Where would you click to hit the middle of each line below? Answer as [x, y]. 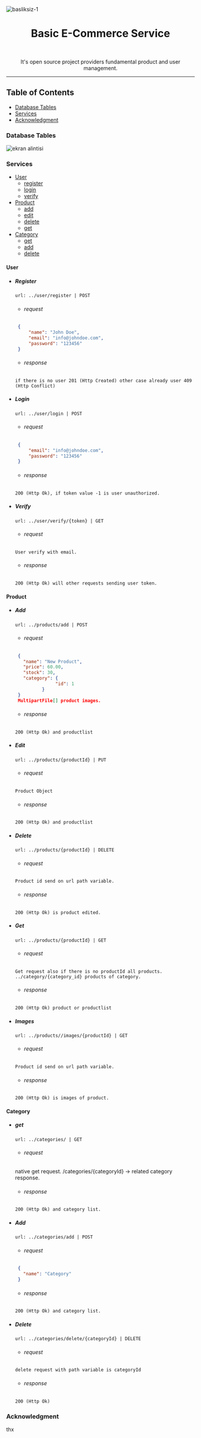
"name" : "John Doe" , [54, 332]
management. [100, 68]
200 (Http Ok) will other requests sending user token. [86, 583]
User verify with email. [46, 552]
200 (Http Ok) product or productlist [63, 1008]
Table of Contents [40, 93]
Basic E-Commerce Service [100, 34]
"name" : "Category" [47, 1274]
